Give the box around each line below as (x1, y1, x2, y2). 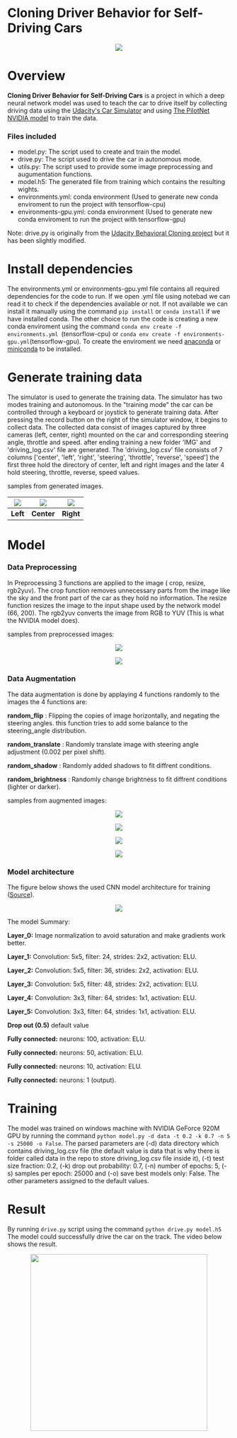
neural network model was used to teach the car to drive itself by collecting (7, 98, 228, 107)
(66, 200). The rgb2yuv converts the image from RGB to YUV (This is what (7, 609, 224, 617)
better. (7, 939, 27, 948)
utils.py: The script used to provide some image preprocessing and (17, 163, 214, 171)
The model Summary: (7, 918, 71, 926)
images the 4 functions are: (7, 697, 88, 706)
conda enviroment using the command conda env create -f (7, 322, 182, 330)
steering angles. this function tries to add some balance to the (7, 718, 188, 727)
